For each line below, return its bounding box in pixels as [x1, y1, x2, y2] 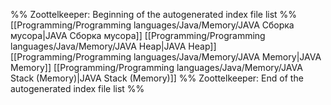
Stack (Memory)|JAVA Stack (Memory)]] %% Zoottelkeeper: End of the [10, 72, 304, 84]
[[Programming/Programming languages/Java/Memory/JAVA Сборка [10, 19, 295, 31]
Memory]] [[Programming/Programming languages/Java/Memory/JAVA [10, 62, 303, 73]
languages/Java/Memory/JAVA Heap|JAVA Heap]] [10, 40, 217, 52]
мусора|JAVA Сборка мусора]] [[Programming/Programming [10, 30, 266, 41]
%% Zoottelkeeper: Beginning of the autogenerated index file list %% [10, 9, 298, 20]
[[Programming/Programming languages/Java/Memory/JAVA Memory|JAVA [10, 51, 322, 63]
